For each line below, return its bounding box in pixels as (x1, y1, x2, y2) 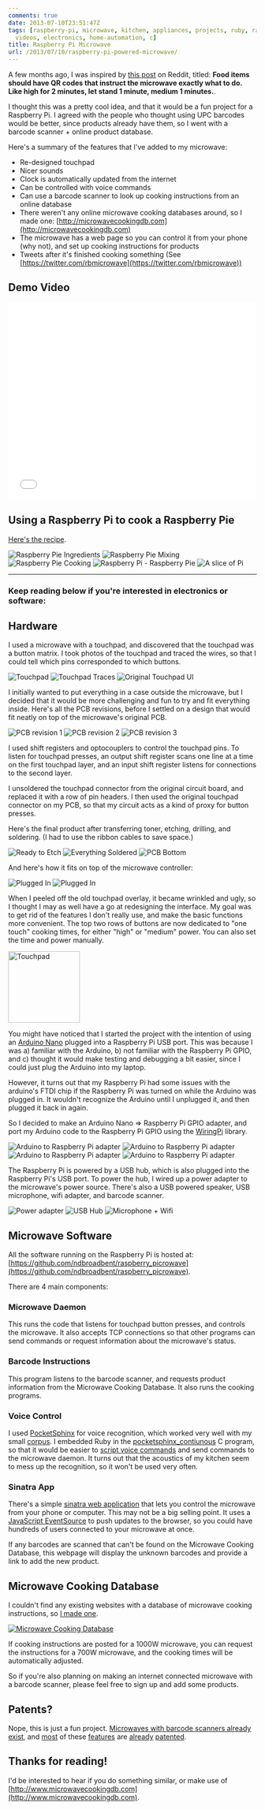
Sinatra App (8, 1481, 55, 1492)
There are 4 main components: (8, 1282, 109, 1292)
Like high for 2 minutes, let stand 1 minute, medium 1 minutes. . (8, 87, 216, 95)
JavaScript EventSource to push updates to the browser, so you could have (8, 1516, 253, 1526)
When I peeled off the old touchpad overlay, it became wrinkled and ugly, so (8, 894, 256, 903)
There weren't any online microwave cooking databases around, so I (19, 208, 243, 217)
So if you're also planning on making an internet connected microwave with (8, 1671, 253, 1681)
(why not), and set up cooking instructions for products (19, 241, 200, 251)
